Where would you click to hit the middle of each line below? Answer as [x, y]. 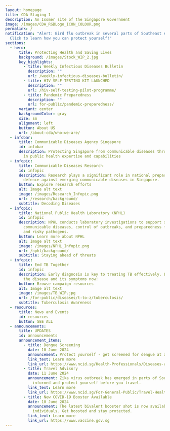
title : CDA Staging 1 [28, 15]
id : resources [34, 317]
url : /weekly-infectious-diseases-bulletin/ [75, 76]
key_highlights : [36, 62]
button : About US [37, 128]
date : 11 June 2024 [48, 374]
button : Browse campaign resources [56, 284]
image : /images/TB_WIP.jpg [47, 293]
